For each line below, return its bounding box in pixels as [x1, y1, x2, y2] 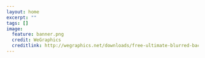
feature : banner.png [12, 31, 64, 37]
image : [6, 25, 23, 32]
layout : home [6, 8, 40, 15]
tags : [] [6, 20, 29, 26]
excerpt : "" [6, 14, 37, 21]
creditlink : [12, 43, 43, 49]
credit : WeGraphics [12, 37, 62, 43]
